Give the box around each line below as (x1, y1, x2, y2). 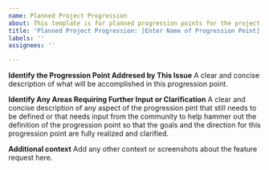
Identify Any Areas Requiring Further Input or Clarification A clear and (8, 95, 247, 104)
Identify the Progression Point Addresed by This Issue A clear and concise (8, 71, 260, 80)
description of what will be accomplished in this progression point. (8, 79, 229, 89)
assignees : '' (8, 42, 56, 50)
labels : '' (8, 34, 45, 42)
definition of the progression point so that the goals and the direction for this (8, 120, 261, 130)
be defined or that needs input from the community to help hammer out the (8, 111, 257, 121)
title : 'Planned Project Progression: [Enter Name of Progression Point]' (8, 26, 264, 34)
